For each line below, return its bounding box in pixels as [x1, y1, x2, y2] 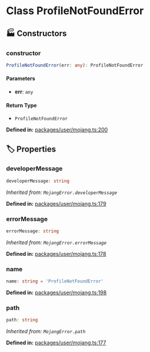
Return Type [6, 101, 37, 108]
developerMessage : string [6, 178, 69, 184]
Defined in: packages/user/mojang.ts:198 [6, 289, 107, 296]
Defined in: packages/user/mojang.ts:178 [6, 250, 106, 257]
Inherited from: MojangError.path [6, 328, 86, 335]
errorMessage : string [6, 228, 59, 234]
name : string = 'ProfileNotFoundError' [6, 278, 104, 284]
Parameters [6, 75, 35, 82]
